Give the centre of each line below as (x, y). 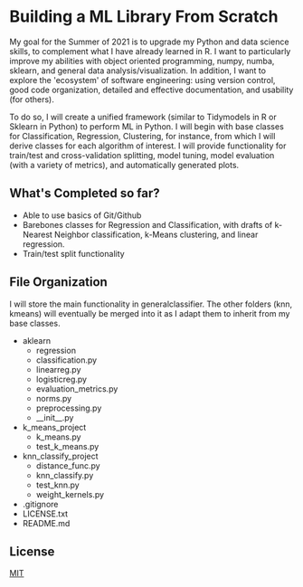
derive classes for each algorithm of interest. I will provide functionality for (148, 146)
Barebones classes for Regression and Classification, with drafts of (147, 224)
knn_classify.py (65, 475)
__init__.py (55, 417)
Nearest (37, 234)
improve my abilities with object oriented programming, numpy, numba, (142, 61)
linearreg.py (58, 369)
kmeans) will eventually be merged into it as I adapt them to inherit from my (150, 313)
